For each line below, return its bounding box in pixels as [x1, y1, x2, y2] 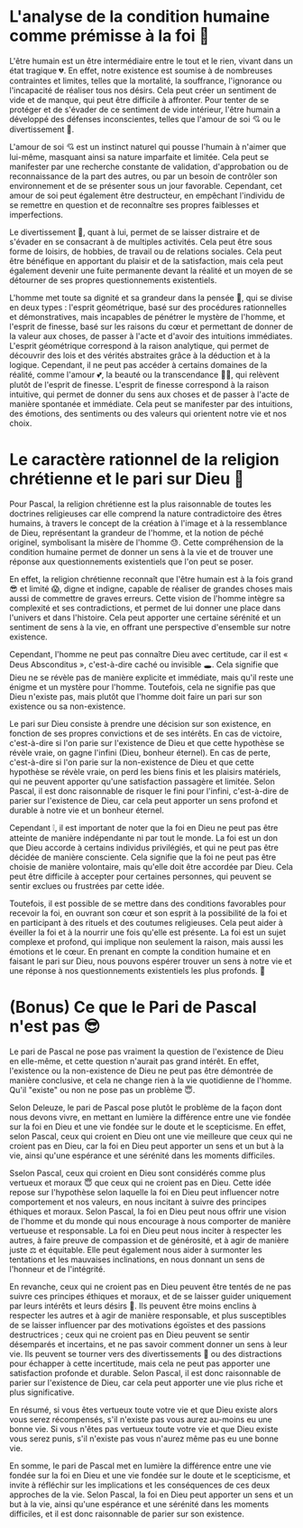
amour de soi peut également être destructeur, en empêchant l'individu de [9, 190, 286, 201]
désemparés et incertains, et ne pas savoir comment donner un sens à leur [9, 1338, 289, 1349]
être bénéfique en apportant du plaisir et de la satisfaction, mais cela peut [9, 255, 284, 266]
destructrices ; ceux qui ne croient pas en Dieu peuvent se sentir [9, 1329, 250, 1340]
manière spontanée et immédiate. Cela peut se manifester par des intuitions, [9, 398, 293, 409]
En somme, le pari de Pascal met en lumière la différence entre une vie [9, 1460, 272, 1471]
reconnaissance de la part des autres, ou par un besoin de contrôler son [9, 170, 278, 182]
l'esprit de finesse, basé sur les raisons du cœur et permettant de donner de [9, 321, 293, 332]
